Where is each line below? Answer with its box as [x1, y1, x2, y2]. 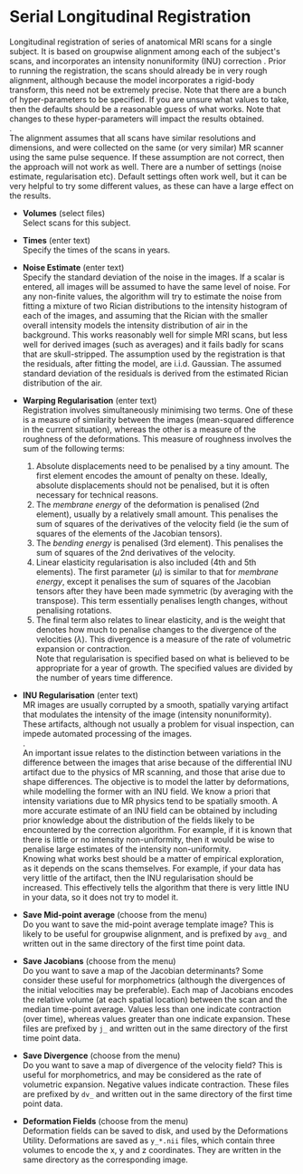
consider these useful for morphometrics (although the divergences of [22, 975, 286, 986]
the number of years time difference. [35, 672, 174, 682]
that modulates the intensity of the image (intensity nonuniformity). [22, 709, 272, 720]
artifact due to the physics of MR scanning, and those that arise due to [22, 767, 286, 778]
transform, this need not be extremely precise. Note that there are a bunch [9, 84, 287, 95]
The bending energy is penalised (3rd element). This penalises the [35, 537, 283, 549]
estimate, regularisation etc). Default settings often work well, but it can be [9, 170, 288, 182]
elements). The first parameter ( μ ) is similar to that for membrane [35, 566, 279, 577]
